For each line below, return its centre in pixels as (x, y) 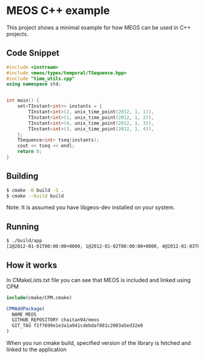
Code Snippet (33, 53)
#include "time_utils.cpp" (41, 79)
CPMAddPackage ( (26, 308)
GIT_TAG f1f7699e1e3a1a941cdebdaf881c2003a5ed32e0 (77, 326)
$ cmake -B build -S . (35, 190)
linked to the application (37, 350)
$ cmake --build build (35, 196)
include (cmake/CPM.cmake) (39, 297)
